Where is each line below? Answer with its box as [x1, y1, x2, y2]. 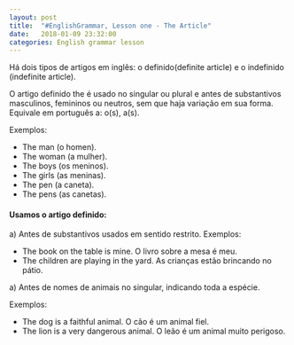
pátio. [21, 265, 43, 276]
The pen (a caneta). [21, 179, 95, 191]
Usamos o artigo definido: [9, 209, 107, 220]
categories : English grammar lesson [9, 37, 144, 47]
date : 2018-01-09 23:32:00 [9, 29, 117, 38]
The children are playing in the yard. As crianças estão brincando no [21, 255, 272, 266]
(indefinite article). [9, 72, 77, 82]
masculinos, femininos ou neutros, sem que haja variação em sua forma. [9, 98, 274, 109]
